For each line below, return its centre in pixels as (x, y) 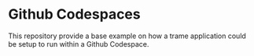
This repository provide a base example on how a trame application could (127, 36)
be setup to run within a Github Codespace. (79, 44)
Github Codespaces (74, 14)
